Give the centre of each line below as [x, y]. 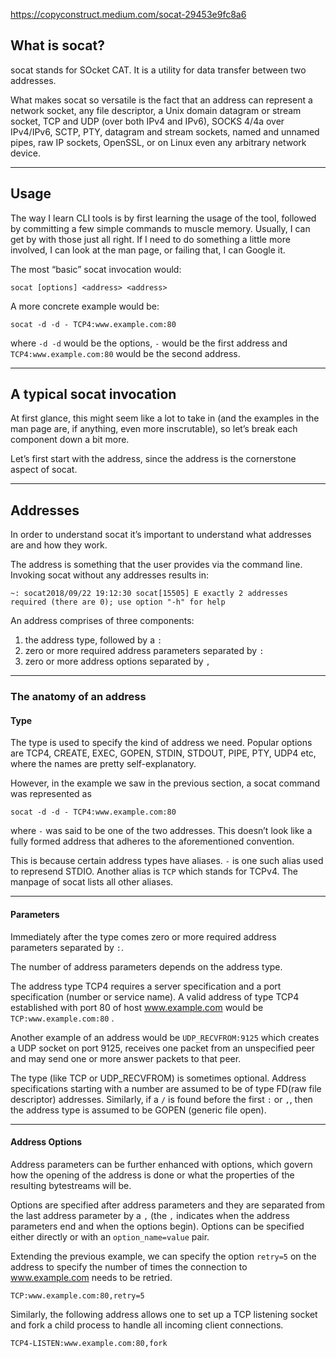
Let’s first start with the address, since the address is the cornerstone [153, 459]
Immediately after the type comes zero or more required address [143, 936]
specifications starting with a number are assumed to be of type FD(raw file [166, 1088]
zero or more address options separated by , [117, 661]
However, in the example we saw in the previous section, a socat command [165, 783]
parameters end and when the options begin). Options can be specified [157, 1226]
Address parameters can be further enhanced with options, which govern [161, 1164]
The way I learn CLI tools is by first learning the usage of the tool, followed [163, 218]
